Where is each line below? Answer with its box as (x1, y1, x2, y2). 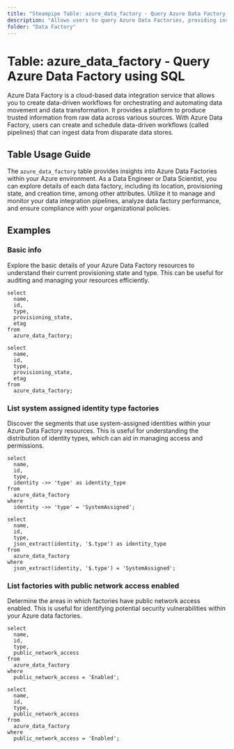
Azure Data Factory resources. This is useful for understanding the (7, 427, 199, 435)
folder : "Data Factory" (7, 23, 77, 30)
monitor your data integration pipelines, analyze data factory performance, (7, 197, 221, 205)
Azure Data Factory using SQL (7, 68, 185, 84)
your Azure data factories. (7, 611, 82, 620)
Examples (7, 224, 51, 236)
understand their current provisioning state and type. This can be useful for (7, 268, 224, 276)
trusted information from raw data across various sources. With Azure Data (7, 113, 223, 122)
